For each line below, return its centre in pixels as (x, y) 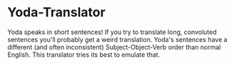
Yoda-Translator (56, 12)
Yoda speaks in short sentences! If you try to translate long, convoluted (112, 32)
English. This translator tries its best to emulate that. (84, 55)
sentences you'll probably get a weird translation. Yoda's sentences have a (117, 39)
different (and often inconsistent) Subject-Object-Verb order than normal (114, 47)
